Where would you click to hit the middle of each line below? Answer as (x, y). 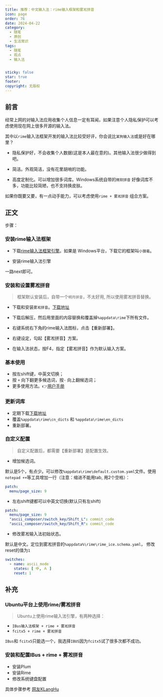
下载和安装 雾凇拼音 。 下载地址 (41, 307)
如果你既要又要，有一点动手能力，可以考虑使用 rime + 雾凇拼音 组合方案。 (78, 196)
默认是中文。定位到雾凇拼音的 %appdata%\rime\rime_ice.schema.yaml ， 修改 (80, 544)
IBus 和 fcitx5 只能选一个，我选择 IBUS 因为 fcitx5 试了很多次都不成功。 (74, 641)
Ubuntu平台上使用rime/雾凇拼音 (43, 604)
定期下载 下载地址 (29, 413)
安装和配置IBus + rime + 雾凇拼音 (44, 655)
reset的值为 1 (18, 550)
